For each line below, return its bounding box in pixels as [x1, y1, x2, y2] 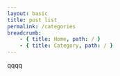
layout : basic [7, 10, 49, 17]
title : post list [7, 17, 58, 23]
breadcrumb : [7, 29, 42, 37]
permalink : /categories [7, 23, 76, 30]
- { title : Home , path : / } [19, 36, 101, 43]
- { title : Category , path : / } [19, 42, 113, 49]
